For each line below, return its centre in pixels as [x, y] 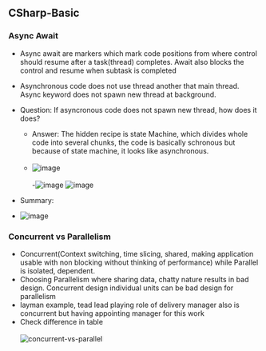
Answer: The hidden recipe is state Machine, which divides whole [140, 134]
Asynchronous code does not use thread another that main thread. [129, 86]
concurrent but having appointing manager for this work [112, 313]
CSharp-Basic [44, 13]
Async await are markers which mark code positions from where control [139, 53]
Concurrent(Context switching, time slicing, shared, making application [137, 253]
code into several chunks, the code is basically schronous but [133, 142]
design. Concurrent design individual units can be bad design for [127, 288]
